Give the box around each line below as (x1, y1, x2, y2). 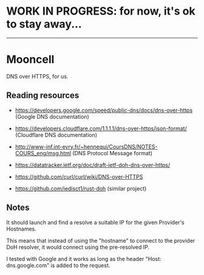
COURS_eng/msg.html (15, 149, 72, 156)
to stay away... (6, 17, 82, 31)
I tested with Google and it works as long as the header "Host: (6, 255, 162, 262)
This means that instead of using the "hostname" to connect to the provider (6, 237, 195, 244)
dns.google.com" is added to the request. (6, 262, 110, 269)
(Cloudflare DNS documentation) (15, 131, 98, 138)
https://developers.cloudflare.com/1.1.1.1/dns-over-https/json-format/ (15, 125, 187, 132)
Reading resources (6, 90, 80, 101)
